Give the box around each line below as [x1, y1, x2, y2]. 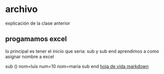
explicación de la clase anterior [5, 20, 70, 26]
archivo [5, 4, 38, 15]
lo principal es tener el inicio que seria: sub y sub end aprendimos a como [5, 48, 159, 54]
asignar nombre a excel [5, 53, 54, 59]
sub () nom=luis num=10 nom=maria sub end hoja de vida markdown [5, 63, 149, 69]
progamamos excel [5, 35, 67, 43]
